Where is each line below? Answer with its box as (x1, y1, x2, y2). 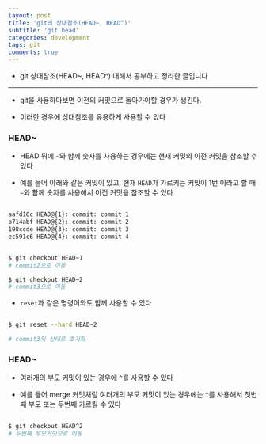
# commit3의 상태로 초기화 (8, 336, 85, 343)
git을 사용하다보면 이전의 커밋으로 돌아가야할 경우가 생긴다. (19, 96, 202, 104)
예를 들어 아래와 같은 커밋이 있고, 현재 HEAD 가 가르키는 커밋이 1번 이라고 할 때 (19, 178, 256, 188)
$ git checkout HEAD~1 (8, 254, 83, 262)
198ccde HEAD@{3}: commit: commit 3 (8, 226, 129, 233)
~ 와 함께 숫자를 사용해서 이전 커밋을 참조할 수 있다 (19, 188, 173, 198)
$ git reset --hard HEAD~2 (8, 321, 97, 329)
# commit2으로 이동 (8, 261, 66, 269)
